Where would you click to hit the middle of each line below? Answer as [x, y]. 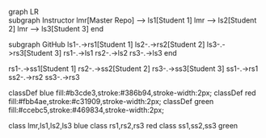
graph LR [23, 12]
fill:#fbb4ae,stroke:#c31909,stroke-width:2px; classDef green [111, 101]
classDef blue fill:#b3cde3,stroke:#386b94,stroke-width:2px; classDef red [132, 93]
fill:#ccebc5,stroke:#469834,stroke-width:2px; [86, 110]
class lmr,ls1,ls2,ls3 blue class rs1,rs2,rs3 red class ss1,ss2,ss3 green [123, 125]
